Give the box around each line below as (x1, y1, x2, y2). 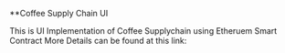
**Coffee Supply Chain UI (9, 8, 109, 18)
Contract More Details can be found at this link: (9, 36, 187, 46)
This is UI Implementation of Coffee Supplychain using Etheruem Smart (9, 26, 278, 36)
